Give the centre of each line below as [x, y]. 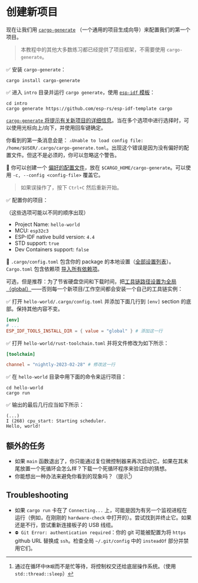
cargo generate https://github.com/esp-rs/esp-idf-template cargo [89, 109]
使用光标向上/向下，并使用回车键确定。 [59, 127]
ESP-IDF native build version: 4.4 [55, 237]
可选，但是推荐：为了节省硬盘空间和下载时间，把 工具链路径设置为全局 [91, 281]
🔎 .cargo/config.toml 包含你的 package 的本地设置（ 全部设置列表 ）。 [90, 261]
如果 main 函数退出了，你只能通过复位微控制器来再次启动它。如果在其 [99, 461]
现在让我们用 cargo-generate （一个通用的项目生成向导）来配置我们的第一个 [98, 30]
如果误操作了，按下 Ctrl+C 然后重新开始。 [71, 187]
